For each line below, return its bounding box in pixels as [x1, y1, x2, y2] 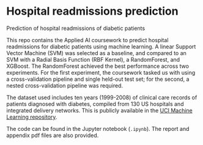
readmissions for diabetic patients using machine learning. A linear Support [6, 43, 196, 50]
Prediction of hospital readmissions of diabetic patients [6, 24, 146, 32]
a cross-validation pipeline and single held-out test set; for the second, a [6, 75, 190, 83]
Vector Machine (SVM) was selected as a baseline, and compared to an [6, 49, 186, 56]
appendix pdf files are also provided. [6, 132, 99, 139]
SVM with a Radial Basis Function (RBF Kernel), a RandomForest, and [6, 56, 180, 63]
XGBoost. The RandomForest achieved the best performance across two [6, 62, 190, 70]
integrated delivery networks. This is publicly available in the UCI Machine [6, 106, 193, 114]
